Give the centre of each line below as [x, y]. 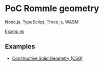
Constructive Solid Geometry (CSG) [47, 58]
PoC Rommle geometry [52, 8]
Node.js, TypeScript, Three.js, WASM [42, 22]
